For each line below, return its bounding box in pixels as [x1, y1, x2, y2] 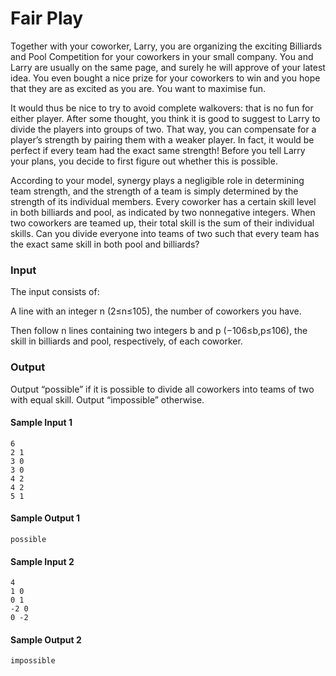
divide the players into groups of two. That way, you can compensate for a [10, 123, 317, 135]
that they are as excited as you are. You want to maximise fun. [10, 82, 267, 94]
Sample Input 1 [10, 417, 73, 429]
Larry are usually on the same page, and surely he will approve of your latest [10, 61, 326, 73]
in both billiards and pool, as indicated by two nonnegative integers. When [10, 206, 316, 218]
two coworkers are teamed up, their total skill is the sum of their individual [10, 217, 315, 229]
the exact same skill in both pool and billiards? [10, 238, 200, 250]
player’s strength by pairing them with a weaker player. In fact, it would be [10, 133, 315, 146]
